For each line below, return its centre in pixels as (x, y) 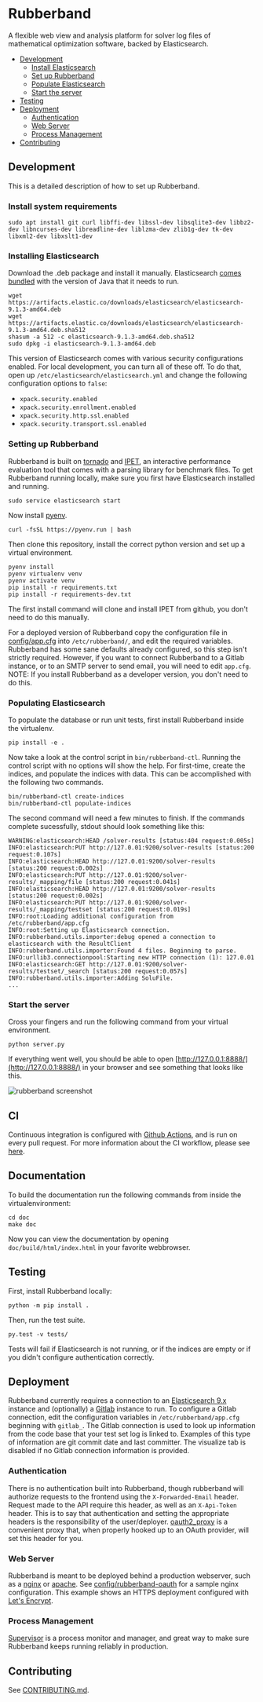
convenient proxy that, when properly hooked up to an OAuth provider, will (129, 1530)
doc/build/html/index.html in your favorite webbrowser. (99, 1247)
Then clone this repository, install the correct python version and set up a (127, 544)
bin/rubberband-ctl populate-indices (70, 803)
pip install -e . (37, 743)
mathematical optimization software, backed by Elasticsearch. (108, 43)
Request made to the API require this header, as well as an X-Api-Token (122, 1505)
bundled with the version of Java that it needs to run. (93, 281)
